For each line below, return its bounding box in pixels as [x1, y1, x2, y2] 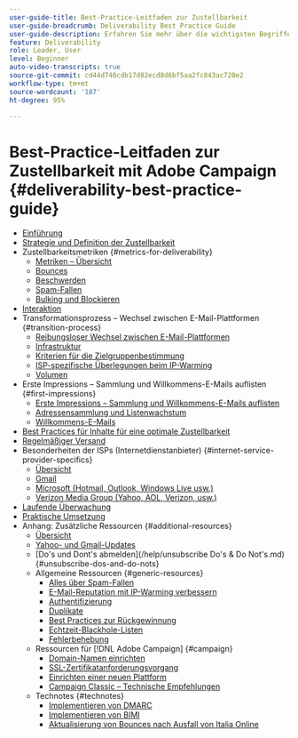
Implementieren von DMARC [48, 700, 153, 711]
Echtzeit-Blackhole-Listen [48, 624, 144, 636]
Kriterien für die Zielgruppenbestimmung [35, 350, 184, 361]
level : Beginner [9, 54, 69, 63]
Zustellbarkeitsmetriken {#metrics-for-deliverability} [21, 246, 213, 258]
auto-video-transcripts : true [9, 63, 122, 72]
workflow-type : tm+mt [9, 79, 90, 88]
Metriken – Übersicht [35, 256, 113, 267]
